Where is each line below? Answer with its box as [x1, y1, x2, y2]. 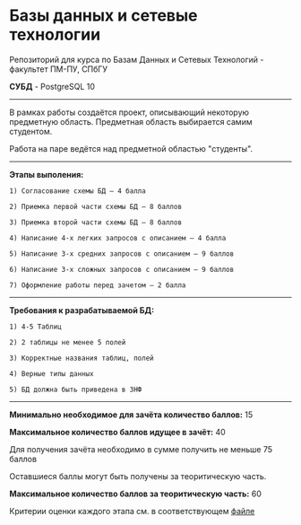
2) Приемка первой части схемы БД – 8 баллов [9, 202, 182, 211]
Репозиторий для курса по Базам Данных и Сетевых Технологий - [9, 54, 264, 65]
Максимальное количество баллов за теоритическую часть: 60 [9, 488, 262, 499]
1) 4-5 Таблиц [9, 322, 63, 331]
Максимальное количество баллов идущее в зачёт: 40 [9, 426, 226, 437]
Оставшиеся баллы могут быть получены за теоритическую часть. [9, 470, 267, 481]
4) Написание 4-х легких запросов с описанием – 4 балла [9, 233, 227, 242]
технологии [9, 24, 101, 45]
